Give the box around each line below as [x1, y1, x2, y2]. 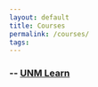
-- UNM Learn [9, 67, 70, 80]
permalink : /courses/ [9, 29, 90, 38]
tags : [9, 37, 29, 47]
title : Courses [9, 21, 66, 30]
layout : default [9, 12, 69, 22]
